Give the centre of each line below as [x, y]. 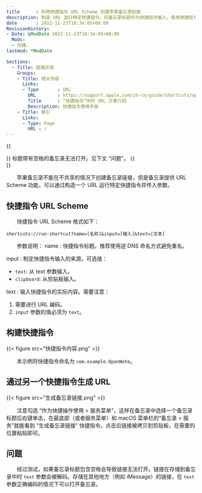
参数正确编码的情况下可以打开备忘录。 [54, 484]
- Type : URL [46, 90]
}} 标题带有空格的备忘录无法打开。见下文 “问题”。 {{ [71, 158]
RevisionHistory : [28, 29]
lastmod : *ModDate [29, 51]
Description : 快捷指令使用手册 [63, 106]
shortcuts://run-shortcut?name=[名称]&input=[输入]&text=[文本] [86, 234]
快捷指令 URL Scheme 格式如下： [58, 221]
